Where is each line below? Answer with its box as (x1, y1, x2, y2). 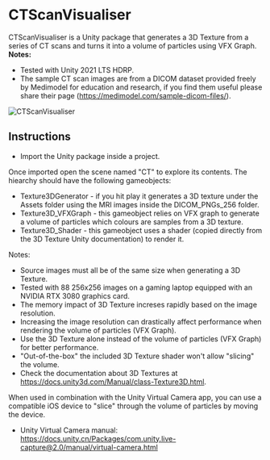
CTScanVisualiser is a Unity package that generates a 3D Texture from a (8, 32, 249, 42)
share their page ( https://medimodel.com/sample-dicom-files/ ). (19, 90, 231, 100)
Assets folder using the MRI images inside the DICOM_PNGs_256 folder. (19, 199, 260, 209)
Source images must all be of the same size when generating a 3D (19, 265, 241, 275)
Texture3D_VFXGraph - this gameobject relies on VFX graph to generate (19, 208, 260, 218)
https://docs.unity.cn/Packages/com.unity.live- (19, 433, 177, 443)
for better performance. (19, 342, 99, 352)
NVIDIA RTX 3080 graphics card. (19, 291, 131, 300)
